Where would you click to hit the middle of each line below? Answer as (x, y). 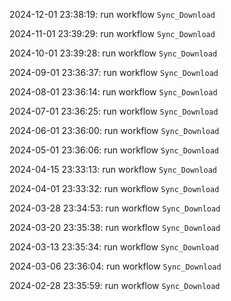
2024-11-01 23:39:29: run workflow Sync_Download (112, 33)
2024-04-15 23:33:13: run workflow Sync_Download (113, 169)
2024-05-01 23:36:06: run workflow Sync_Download (114, 150)
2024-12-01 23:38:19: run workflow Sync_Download (112, 14)
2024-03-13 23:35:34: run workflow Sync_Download (114, 247)
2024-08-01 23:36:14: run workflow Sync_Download (113, 92)
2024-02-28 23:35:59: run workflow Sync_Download (115, 285)
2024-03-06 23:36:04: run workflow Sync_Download (115, 266)
